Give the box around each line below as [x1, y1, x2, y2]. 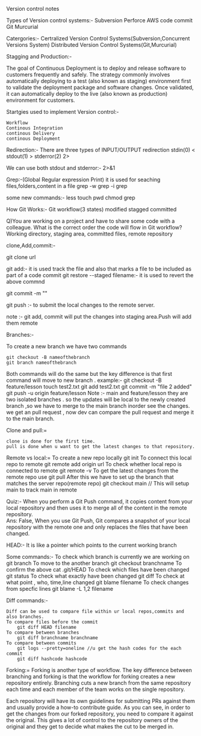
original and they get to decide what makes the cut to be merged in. [6, 723, 175, 730]
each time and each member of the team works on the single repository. [6, 686, 185, 693]
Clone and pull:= [6, 427, 47, 434]
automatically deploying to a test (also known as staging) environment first [6, 78, 191, 84]
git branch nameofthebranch [6, 360, 77, 366]
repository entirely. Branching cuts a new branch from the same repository [6, 679, 191, 686]
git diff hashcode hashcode [17, 656, 87, 662]
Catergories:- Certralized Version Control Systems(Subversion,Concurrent [6, 35, 190, 42]
